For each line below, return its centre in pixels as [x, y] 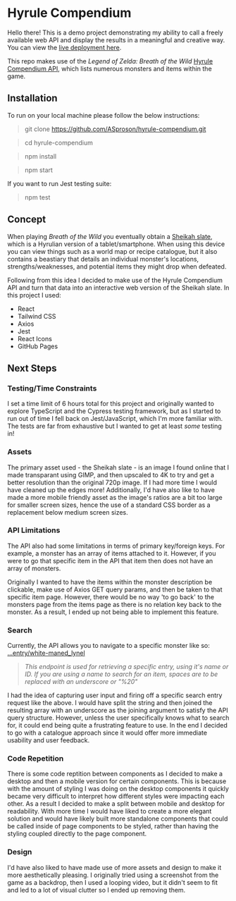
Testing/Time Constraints [52, 388]
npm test [37, 197]
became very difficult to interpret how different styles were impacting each [116, 796]
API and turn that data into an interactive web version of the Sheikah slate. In [118, 288]
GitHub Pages [38, 346]
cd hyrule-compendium [58, 142]
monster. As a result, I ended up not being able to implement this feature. [113, 612]
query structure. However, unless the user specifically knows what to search [118, 718]
